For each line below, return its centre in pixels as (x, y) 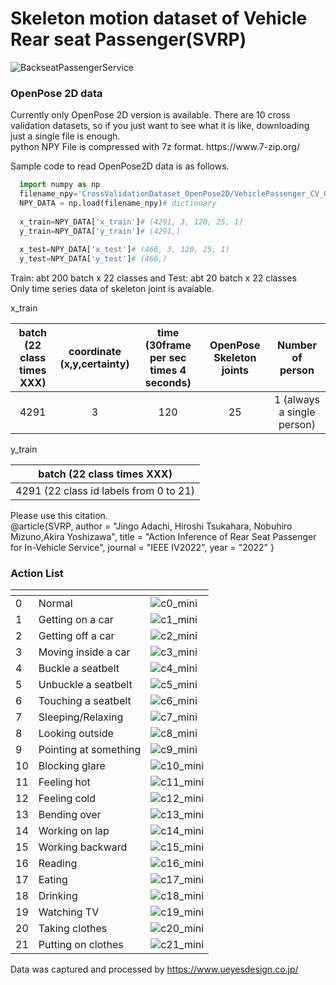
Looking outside (76, 734)
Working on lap (74, 831)
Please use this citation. (59, 516)
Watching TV (69, 912)
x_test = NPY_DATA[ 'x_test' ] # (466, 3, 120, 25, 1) (124, 250)
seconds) (168, 383)
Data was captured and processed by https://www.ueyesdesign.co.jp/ (154, 969)
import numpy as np (60, 185)
